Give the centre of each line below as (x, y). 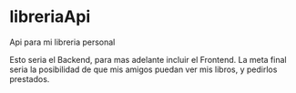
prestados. (30, 78)
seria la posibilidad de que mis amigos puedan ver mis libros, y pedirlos (143, 69)
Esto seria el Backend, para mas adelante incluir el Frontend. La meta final (148, 59)
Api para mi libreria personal (62, 42)
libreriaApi (50, 17)
